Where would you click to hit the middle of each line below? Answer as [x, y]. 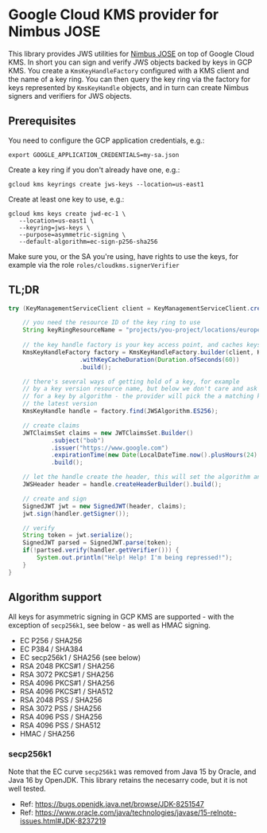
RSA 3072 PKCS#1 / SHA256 [67, 674]
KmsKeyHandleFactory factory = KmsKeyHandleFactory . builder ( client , [138, 352]
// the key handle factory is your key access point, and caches [133, 345]
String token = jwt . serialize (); [78, 536]
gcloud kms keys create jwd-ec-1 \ [67, 214]
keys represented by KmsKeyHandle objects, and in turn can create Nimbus [128, 87]
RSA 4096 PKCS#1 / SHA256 [67, 682]
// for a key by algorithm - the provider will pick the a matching [138, 396]
